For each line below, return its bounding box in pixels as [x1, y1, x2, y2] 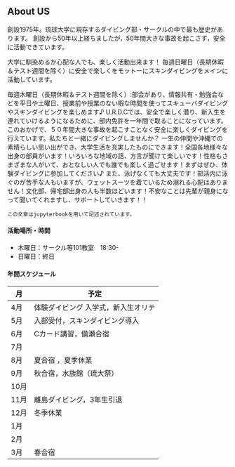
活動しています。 [7, 75, 56, 84]
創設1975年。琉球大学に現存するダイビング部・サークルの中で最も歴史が [7, 25, 217, 34]
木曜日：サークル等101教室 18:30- [17, 244, 119, 252]
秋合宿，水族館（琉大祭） [34, 369, 119, 379]
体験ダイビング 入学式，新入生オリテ [34, 303, 156, 313]
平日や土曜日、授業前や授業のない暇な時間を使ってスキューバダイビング [19, 98, 229, 107]
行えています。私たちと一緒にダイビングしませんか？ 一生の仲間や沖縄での [7, 133, 223, 143]
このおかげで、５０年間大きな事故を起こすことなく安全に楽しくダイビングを [7, 125, 228, 133]
